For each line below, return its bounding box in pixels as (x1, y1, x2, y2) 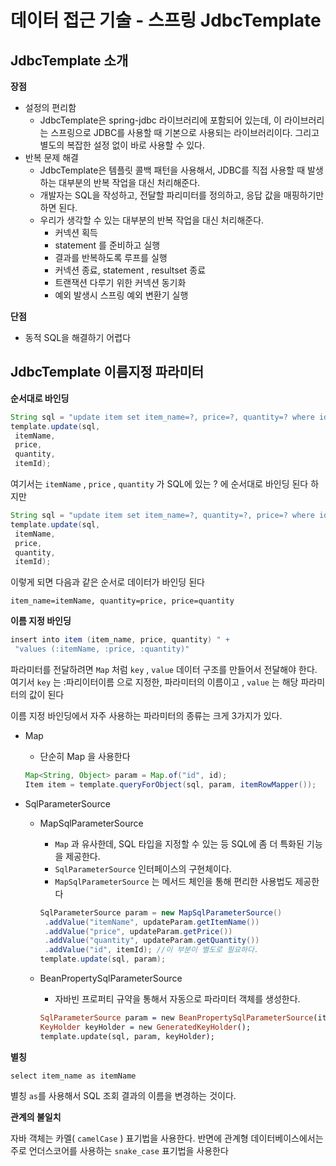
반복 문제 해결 (24, 152, 79, 163)
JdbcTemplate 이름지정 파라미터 (10, 364, 205, 381)
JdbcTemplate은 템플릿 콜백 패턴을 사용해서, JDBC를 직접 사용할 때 (39, 164, 306, 176)
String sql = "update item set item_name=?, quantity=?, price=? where (10, 511, 315, 521)
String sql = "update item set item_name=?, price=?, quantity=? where (10, 412, 315, 422)
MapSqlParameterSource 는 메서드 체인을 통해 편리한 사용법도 (54, 875, 293, 887)
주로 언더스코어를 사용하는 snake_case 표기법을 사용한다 (10, 1144, 229, 1156)
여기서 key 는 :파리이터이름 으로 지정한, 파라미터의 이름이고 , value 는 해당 (10, 676, 299, 688)
